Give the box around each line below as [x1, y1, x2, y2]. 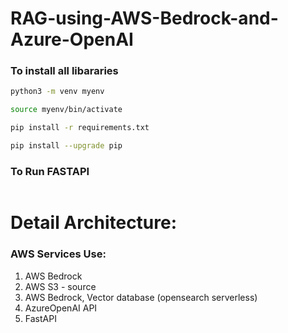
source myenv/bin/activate [10, 105, 123, 115]
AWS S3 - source [24, 280, 97, 292]
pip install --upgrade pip [10, 141, 123, 151]
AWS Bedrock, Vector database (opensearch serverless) [24, 291, 258, 303]
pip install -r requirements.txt [10, 123, 150, 133]
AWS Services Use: [10, 247, 107, 261]
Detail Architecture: [10, 212, 178, 234]
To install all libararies [10, 64, 119, 78]
